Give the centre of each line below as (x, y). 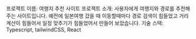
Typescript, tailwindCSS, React (44, 30)
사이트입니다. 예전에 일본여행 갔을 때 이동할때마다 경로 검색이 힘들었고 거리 (103, 16)
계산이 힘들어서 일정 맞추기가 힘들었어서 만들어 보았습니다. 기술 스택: (85, 23)
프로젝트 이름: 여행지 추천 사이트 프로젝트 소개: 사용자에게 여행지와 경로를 (90, 8)
